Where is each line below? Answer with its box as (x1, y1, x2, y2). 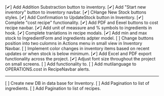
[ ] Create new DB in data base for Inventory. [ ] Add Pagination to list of (5, 80, 150, 86)
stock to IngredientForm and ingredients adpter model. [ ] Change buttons (5, 35, 154, 41)
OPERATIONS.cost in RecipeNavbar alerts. (5, 66, 90, 72)
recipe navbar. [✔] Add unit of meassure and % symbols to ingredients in (5, 25, 152, 31)
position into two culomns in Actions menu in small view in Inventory (5, 40, 143, 46)
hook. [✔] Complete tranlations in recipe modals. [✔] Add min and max (5, 30, 147, 36)
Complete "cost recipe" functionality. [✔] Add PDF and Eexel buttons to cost (5, 19, 159, 25)
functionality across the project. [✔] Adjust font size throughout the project (5, 56, 156, 61)
